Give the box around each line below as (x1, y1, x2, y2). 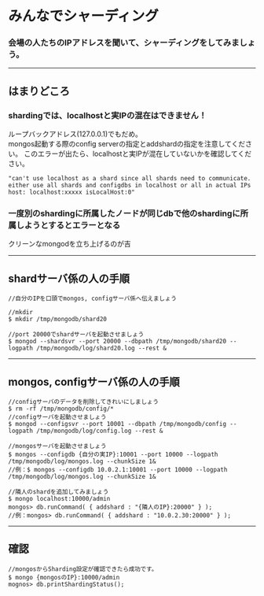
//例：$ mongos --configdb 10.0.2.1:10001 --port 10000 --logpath (8, 466, 228, 474)
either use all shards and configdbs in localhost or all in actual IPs (8, 182, 251, 190)
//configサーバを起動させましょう (8, 413, 107, 421)
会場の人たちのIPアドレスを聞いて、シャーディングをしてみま (8, 37, 240, 48)
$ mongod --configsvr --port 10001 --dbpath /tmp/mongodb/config (8, 420, 226, 428)
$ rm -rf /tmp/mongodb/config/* (8, 405, 114, 413)
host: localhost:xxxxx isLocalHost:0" (8, 188, 135, 197)
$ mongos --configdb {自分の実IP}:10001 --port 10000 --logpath (8, 450, 218, 459)
